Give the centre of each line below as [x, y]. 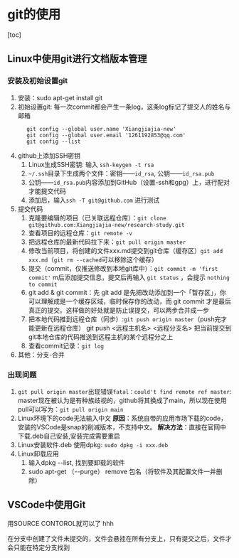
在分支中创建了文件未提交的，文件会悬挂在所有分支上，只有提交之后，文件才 [119, 538]
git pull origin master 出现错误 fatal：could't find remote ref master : [124, 391]
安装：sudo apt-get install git [60, 97]
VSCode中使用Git [47, 505]
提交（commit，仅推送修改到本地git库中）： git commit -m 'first [123, 268]
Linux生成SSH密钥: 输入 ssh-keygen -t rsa [91, 164]
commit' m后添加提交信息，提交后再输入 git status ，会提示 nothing [129, 277]
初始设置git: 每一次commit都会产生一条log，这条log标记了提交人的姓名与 [124, 107]
